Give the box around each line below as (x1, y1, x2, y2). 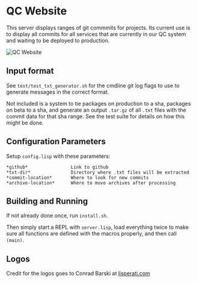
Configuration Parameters (6, 136, 106, 147)
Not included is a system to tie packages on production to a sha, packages (6, 100, 191, 107)
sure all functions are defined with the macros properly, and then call (6, 230, 177, 237)
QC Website (6, 4, 67, 18)
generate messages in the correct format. (6, 88, 109, 96)
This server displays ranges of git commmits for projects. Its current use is (6, 24, 190, 31)
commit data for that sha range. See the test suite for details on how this (6, 112, 185, 120)
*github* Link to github (6, 164, 109, 170)
